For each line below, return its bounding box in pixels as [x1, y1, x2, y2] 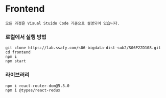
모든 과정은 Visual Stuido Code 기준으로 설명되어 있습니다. [5, 21, 120, 26]
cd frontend [5, 50, 31, 55]
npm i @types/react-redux [5, 87, 60, 93]
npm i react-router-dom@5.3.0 [5, 83, 70, 88]
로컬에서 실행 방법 [5, 34, 47, 41]
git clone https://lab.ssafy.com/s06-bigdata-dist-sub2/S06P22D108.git [5, 45, 161, 51]
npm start [5, 59, 27, 64]
